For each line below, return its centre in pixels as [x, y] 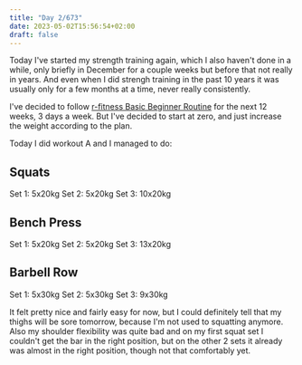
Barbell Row [44, 273]
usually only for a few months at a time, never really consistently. [130, 89]
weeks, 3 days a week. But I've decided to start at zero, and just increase [146, 116]
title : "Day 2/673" [46, 18]
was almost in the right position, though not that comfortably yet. [130, 351]
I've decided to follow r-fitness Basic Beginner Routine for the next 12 [138, 107]
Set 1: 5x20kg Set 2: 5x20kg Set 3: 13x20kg [90, 244]
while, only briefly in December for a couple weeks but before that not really [151, 70]
